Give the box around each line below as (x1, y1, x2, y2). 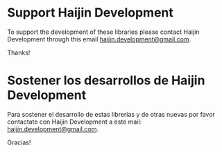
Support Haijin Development (7, 5, 173, 21)
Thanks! (7, 48, 31, 57)
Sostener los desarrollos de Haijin (7, 73, 205, 88)
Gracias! (7, 138, 31, 146)
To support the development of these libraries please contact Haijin (7, 28, 200, 36)
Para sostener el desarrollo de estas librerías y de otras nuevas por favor (7, 110, 215, 118)
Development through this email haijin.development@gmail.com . (7, 35, 191, 43)
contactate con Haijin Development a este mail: (7, 117, 142, 126)
